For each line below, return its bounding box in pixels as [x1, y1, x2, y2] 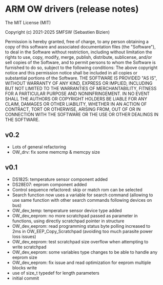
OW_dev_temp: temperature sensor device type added [12, 207, 122, 214]
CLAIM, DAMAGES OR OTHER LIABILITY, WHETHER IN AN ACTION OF [5, 101, 147, 107]
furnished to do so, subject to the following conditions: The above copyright [5, 65, 158, 71]
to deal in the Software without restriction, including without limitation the [5, 49, 152, 55]
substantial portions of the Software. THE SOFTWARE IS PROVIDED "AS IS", [5, 75, 157, 81]
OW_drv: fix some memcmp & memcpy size [12, 149, 100, 155]
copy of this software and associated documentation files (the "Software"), [5, 44, 156, 49]
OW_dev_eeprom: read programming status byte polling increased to [12, 223, 150, 229]
